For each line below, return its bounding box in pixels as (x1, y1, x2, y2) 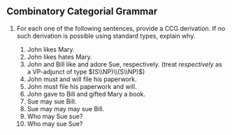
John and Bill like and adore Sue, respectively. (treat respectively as (27, 59, 223, 69)
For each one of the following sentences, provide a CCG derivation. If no (16, 24, 226, 32)
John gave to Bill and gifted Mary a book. (27, 90, 146, 98)
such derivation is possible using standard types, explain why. (16, 31, 196, 40)
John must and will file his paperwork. (27, 75, 137, 83)
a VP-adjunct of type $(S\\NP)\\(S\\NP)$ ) (27, 67, 145, 76)
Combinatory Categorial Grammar (6, 6, 158, 17)
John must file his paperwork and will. (27, 82, 137, 90)
